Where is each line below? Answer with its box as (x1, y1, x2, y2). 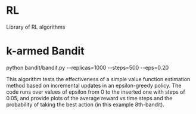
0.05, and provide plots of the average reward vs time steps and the (6, 94, 173, 101)
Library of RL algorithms (6, 23, 66, 30)
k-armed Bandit (6, 44, 85, 58)
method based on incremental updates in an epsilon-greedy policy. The (6, 82, 182, 89)
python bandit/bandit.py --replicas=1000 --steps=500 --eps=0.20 (6, 64, 169, 71)
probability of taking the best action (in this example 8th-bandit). (6, 101, 165, 108)
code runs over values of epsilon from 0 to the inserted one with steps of (6, 88, 186, 95)
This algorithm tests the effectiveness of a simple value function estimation (6, 75, 191, 82)
